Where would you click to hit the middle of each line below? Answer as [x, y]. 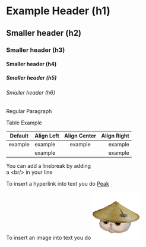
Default [19, 136]
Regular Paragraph [29, 111]
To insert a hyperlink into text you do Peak [58, 184]
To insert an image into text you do [49, 238]
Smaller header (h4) [31, 64]
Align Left [47, 136]
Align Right [115, 136]
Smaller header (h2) [44, 33]
